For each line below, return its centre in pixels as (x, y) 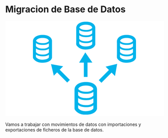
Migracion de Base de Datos (65, 9)
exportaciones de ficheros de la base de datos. (55, 130)
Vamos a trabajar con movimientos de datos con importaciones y (73, 124)
